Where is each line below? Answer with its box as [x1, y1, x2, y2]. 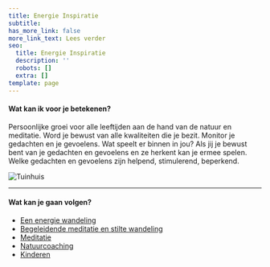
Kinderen [19, 249, 51, 259]
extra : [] [15, 72, 48, 80]
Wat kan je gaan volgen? [8, 198, 92, 207]
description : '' [15, 57, 70, 65]
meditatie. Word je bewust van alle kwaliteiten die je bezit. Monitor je [8, 130, 235, 140]
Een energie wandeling [19, 215, 96, 225]
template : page [8, 79, 59, 87]
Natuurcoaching [19, 240, 74, 250]
